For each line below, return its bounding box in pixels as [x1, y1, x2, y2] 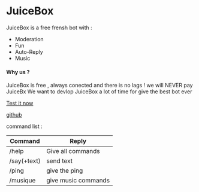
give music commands [46, 176, 110, 185]
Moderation [14, 35, 44, 42]
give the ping [46, 166, 83, 175]
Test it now [6, 100, 34, 107]
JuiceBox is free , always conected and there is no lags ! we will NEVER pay [6, 82, 193, 89]
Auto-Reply [14, 48, 43, 55]
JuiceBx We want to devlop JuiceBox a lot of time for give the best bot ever [6, 88, 192, 95]
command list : [6, 123, 43, 130]
